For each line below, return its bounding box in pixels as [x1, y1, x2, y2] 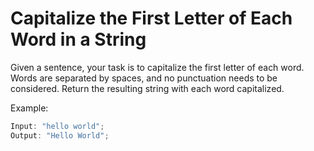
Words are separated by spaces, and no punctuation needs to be [10, 72, 278, 84]
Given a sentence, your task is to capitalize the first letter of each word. [10, 61, 305, 73]
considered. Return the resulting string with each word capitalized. [10, 82, 285, 94]
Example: [10, 102, 49, 114]
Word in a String [10, 28, 147, 51]
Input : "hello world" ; [10, 121, 105, 131]
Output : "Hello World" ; [10, 130, 110, 141]
